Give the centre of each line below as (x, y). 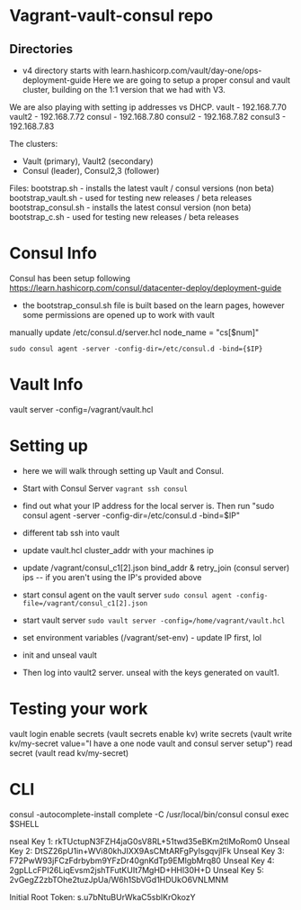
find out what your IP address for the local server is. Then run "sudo (148, 505)
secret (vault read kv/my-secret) (69, 752)
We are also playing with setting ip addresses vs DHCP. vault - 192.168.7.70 (148, 107)
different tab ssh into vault (71, 532)
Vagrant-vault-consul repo (111, 16)
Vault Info (46, 385)
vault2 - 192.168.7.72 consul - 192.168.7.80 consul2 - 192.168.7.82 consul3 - (147, 117)
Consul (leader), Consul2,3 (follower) (91, 171)
